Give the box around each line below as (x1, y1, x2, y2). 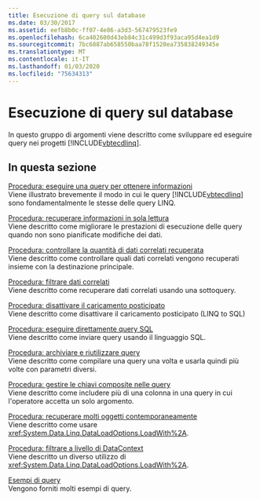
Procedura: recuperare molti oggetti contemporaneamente (8, 411, 198, 421)
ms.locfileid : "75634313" (8, 70, 93, 78)
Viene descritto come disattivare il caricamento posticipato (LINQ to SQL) (8, 309, 246, 319)
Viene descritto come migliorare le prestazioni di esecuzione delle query (8, 221, 243, 232)
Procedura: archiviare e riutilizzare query (8, 348, 141, 357)
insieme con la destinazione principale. (8, 262, 135, 272)
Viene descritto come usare (8, 420, 98, 430)
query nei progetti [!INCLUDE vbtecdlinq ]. (8, 138, 141, 148)
